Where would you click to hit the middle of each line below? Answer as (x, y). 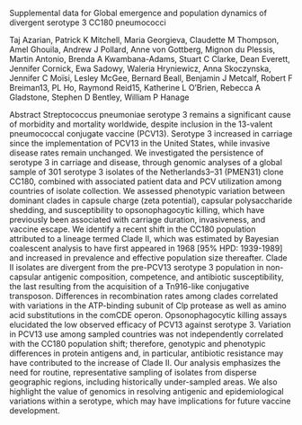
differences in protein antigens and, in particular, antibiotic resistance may (147, 353)
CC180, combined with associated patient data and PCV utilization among (146, 182)
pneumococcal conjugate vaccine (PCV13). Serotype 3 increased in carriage (151, 133)
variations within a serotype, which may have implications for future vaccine (150, 401)
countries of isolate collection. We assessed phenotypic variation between (147, 191)
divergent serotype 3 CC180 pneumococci (88, 22)
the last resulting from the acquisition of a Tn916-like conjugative (129, 286)
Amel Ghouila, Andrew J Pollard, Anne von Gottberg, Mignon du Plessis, (142, 49)
